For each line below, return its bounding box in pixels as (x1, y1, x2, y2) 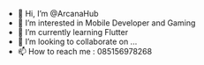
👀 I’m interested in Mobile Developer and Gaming (17, 18, 196, 28)
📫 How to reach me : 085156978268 (17, 47, 153, 56)
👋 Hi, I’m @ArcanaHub (17, 9, 99, 18)
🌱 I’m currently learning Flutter (17, 27, 129, 37)
